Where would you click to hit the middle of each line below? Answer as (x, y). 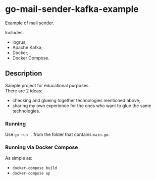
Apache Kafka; (27, 47)
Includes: (14, 32)
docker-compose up (31, 174)
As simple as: (19, 158)
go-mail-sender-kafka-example (72, 9)
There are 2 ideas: (24, 91)
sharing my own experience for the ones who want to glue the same (82, 106)
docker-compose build (34, 168)
